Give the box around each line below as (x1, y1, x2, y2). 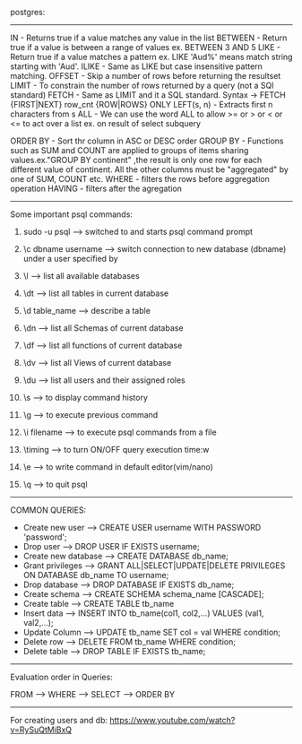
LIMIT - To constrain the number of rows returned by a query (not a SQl (10, 80, 274, 91)
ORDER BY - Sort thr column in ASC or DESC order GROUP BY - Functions (10, 135, 284, 146)
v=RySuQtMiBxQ (10, 724, 73, 735)
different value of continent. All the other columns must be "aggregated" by (10, 164, 289, 175)
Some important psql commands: (10, 209, 134, 220)
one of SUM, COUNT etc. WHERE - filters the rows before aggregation (10, 174, 270, 184)
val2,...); (22, 618, 54, 627)
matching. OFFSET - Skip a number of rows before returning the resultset (10, 71, 281, 81)
